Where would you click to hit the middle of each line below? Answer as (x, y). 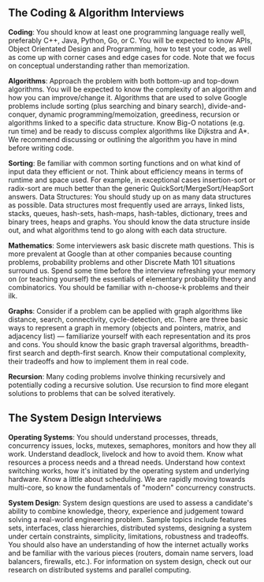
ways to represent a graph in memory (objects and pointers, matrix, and (125, 327)
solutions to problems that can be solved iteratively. (92, 393)
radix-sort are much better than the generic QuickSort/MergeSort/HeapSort (131, 188)
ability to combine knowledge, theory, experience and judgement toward (126, 511)
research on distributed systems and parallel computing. (100, 569)
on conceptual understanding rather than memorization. (99, 65)
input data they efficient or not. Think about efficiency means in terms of (126, 171)
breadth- (235, 344)
